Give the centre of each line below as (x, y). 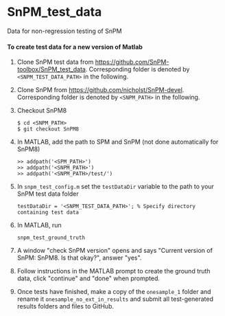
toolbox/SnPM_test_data (51, 69)
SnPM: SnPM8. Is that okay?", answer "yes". (79, 258)
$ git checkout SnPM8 (48, 129)
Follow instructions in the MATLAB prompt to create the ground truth (114, 271)
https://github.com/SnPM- (132, 62)
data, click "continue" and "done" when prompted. (88, 278)
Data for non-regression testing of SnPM (64, 31)
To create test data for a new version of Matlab (75, 47)
